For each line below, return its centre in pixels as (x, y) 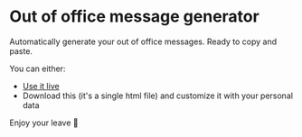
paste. (21, 50)
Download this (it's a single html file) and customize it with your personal (158, 96)
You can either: (38, 68)
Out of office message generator (134, 17)
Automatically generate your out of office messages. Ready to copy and (143, 41)
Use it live (41, 86)
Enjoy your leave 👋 (44, 123)
